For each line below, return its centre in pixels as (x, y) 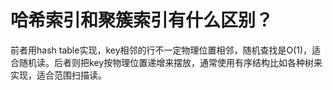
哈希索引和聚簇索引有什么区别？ (142, 20)
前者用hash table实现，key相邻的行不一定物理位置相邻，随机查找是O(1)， (161, 50)
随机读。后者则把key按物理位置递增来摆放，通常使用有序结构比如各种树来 (170, 62)
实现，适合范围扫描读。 (58, 75)
